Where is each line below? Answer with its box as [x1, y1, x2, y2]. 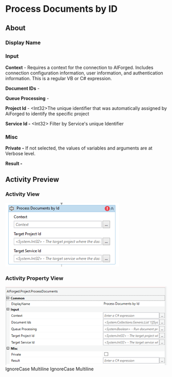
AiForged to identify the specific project [5, 110, 89, 117]
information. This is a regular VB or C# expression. [5, 75, 112, 81]
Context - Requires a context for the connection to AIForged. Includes [5, 64, 154, 70]
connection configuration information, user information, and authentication [5, 70, 163, 76]
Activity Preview [5, 175, 60, 184]
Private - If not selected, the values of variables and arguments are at [5, 145, 152, 152]
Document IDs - [5, 85, 40, 91]
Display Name [5, 39, 41, 46]
